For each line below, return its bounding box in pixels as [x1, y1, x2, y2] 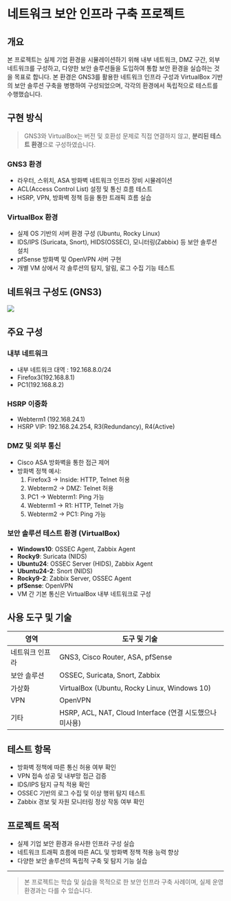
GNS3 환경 [7, 159, 42, 169]
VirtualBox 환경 [7, 212, 58, 222]
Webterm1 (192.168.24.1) [16, 415, 86, 424]
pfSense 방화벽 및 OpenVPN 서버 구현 [16, 255, 122, 264]
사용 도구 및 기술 [7, 612, 72, 624]
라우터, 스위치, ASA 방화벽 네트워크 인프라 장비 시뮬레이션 [16, 177, 173, 185]
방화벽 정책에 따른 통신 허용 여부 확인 [16, 763, 117, 771]
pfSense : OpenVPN [16, 581, 74, 590]
